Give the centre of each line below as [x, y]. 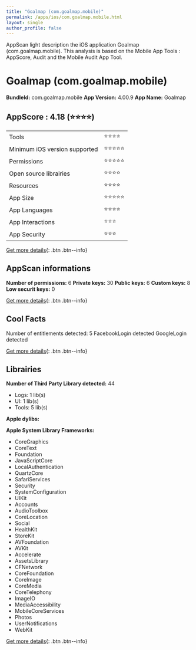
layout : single [25, 22]
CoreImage [28, 580]
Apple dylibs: [23, 419]
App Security [27, 234]
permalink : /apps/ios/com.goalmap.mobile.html [64, 17]
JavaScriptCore [34, 461]
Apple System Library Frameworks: [50, 431]
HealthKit [26, 530]
